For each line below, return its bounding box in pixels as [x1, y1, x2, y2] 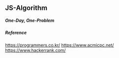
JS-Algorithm [5, 4, 48, 12]
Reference [5, 30, 27, 36]
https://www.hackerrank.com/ [5, 47, 66, 53]
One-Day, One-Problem [5, 17, 55, 23]
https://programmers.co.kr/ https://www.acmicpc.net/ [5, 42, 114, 48]
